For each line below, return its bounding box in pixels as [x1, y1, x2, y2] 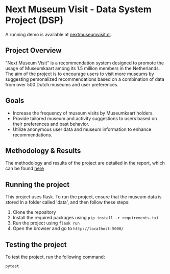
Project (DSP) [5, 14, 64, 26]
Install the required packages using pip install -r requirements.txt [12, 215, 159, 221]
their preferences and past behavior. [12, 121, 89, 127]
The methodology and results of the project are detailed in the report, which [5, 160, 165, 166]
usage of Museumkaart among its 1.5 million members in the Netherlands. [5, 65, 160, 71]
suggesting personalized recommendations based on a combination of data [5, 76, 164, 82]
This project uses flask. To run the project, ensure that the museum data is [5, 194, 162, 200]
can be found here [5, 165, 44, 172]
